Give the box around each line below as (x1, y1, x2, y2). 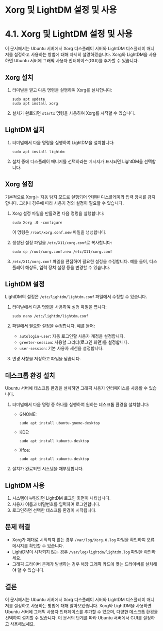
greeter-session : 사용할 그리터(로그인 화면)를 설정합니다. (19, 339, 129, 345)
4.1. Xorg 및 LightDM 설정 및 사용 (5, 29, 133, 39)
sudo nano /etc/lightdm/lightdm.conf (12, 314, 89, 319)
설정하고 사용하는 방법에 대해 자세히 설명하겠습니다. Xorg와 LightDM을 (14, 52, 148, 57)
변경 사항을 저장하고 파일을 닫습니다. (12, 356, 81, 362)
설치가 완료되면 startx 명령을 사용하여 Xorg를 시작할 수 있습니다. (12, 110, 136, 116)
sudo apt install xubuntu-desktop (19, 456, 89, 462)
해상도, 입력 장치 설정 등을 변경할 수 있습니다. (25, 264, 111, 270)
